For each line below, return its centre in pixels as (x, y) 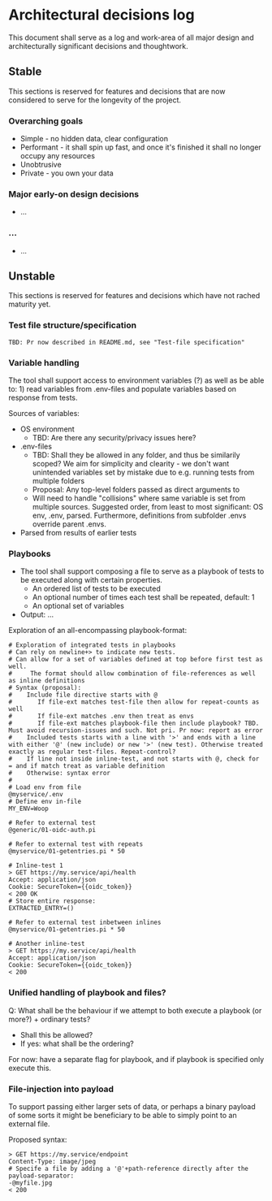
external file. (29, 1124)
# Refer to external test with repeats (76, 844)
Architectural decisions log (101, 15)
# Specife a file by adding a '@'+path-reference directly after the (129, 1168)
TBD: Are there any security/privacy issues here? (114, 438)
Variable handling (44, 362)
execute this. (30, 1068)
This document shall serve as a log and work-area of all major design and (131, 37)
